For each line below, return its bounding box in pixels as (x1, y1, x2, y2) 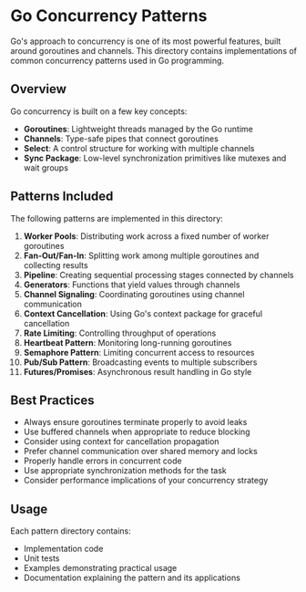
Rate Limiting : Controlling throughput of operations (23, 327, 217, 338)
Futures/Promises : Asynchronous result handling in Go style (23, 366, 252, 377)
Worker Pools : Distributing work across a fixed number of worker (23, 230, 270, 242)
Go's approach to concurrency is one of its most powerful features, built (10, 36, 281, 47)
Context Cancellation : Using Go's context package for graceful (23, 307, 263, 319)
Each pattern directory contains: (10, 525, 131, 536)
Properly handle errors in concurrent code (23, 455, 182, 466)
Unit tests (23, 553, 60, 564)
